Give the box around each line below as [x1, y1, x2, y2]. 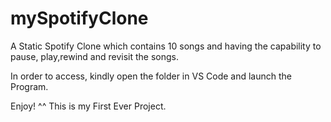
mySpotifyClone [10, 7, 149, 30]
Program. [10, 80, 49, 92]
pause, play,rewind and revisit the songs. [10, 50, 180, 62]
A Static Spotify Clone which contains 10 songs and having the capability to [10, 40, 322, 52]
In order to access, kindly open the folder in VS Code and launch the [10, 70, 293, 82]
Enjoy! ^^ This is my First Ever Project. [10, 100, 167, 112]
